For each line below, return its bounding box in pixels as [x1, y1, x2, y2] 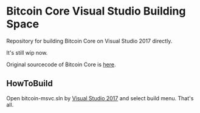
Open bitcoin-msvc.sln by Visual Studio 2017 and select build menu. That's [6, 94, 194, 101]
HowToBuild [6, 78, 53, 89]
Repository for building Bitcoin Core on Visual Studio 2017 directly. [6, 37, 173, 44]
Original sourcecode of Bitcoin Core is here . [6, 61, 116, 68]
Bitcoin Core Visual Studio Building [6, 4, 186, 18]
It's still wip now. [6, 49, 48, 56]
